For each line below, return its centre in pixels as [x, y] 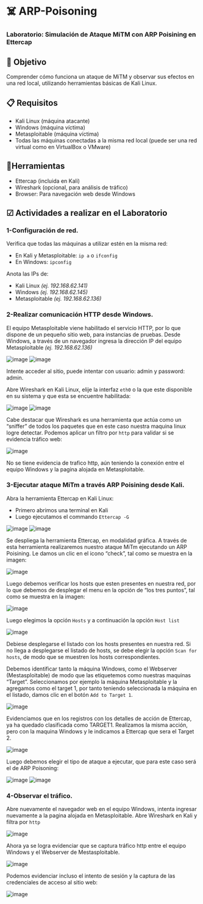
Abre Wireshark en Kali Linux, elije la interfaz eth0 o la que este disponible [99, 389]
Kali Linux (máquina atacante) [52, 121]
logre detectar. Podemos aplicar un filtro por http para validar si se [90, 432]
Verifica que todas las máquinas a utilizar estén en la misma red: [87, 244]
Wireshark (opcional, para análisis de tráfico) [71, 187]
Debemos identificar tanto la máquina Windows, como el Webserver [92, 669]
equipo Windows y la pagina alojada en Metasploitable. [76, 469]
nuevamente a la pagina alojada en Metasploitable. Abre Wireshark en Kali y [102, 815]
